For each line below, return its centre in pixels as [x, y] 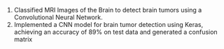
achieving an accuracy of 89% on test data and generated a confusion [116, 32]
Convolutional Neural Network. [58, 17]
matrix [23, 39]
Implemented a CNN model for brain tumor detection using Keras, [108, 24]
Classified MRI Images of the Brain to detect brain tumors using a [108, 10]
